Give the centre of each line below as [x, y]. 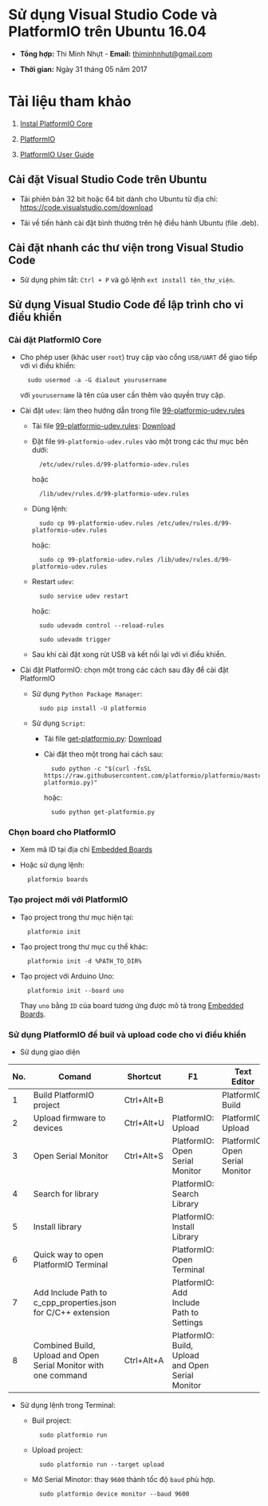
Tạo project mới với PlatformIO [68, 899]
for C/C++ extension [71, 1313]
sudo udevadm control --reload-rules [102, 626]
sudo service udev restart [84, 596]
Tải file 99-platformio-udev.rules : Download [103, 426]
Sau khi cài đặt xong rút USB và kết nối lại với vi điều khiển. [129, 654]
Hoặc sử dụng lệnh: [52, 865]
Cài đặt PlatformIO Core [55, 339]
